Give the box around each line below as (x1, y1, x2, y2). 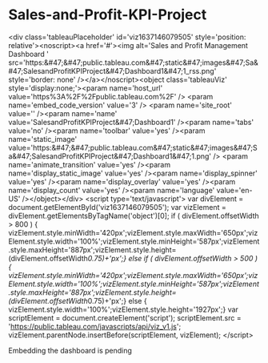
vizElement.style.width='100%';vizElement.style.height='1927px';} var (8, 305, 238, 314)
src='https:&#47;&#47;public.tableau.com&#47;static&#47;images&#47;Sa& (8, 58, 258, 67)
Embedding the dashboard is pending (8, 345, 132, 355)
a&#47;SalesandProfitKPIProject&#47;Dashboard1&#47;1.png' (8, 151, 212, 161)
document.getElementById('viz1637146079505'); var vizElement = (8, 202, 226, 212)
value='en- (216, 185, 253, 195)
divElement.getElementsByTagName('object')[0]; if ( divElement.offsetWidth (8, 211, 260, 220)
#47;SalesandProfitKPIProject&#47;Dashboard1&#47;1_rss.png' (8, 66, 217, 75)
